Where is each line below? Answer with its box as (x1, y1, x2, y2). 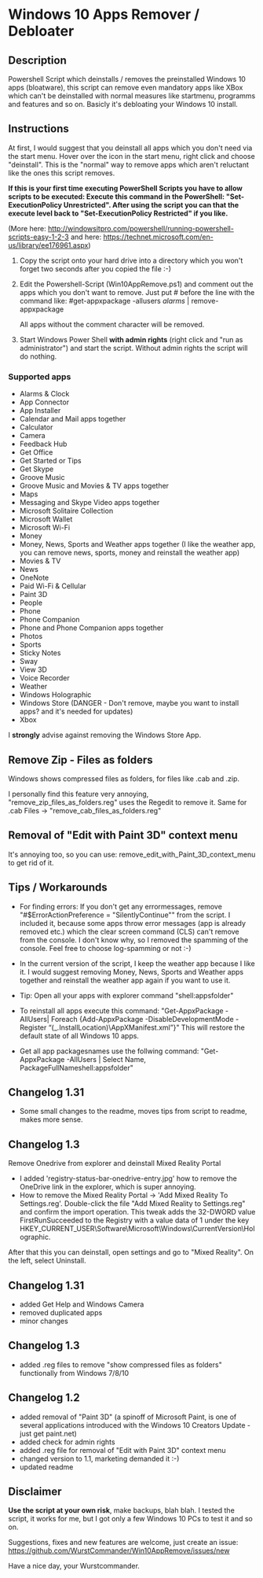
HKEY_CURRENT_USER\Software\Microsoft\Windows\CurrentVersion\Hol (19, 1224, 255, 1233)
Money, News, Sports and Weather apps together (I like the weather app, (19, 540, 256, 549)
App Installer (19, 406, 61, 415)
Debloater (8, 22, 75, 40)
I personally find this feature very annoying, (8, 789, 149, 798)
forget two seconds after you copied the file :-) (19, 264, 171, 273)
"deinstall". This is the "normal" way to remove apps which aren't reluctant (8, 160, 250, 169)
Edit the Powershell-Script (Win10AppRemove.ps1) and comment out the (19, 279, 254, 289)
